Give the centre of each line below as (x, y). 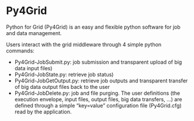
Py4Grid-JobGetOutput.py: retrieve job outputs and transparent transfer (101, 81)
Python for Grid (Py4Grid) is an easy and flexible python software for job (93, 27)
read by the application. (43, 112)
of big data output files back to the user (62, 87)
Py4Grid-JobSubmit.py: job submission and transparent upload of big (98, 62)
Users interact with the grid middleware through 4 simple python (84, 44)
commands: (20, 50)
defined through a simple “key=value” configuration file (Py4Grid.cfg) (98, 105)
